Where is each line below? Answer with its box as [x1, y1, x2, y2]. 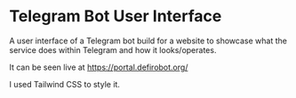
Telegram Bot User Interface [9, 6, 222, 26]
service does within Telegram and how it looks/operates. [9, 44, 217, 55]
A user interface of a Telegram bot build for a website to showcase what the [9, 35, 287, 46]
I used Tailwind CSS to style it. [9, 79, 120, 89]
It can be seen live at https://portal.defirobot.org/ [9, 62, 188, 72]
